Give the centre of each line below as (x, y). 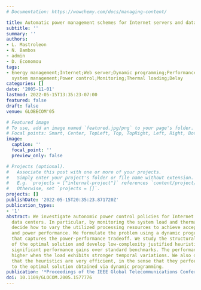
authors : (17, 39)
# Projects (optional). (36, 166)
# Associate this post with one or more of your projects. (84, 172)
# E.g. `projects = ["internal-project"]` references (77, 183)
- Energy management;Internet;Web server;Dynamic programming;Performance (101, 72)
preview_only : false (37, 155)
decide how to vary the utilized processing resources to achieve (96, 228)
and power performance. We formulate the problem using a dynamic (96, 233)
